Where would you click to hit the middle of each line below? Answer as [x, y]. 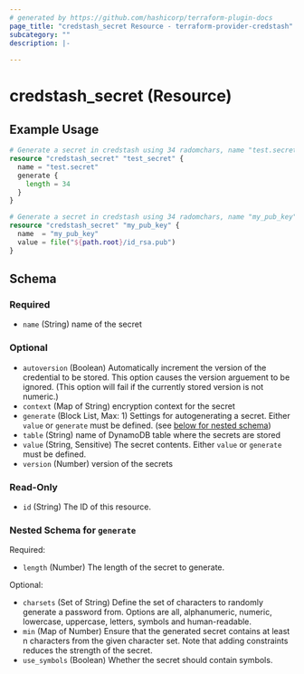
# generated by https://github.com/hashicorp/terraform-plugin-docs [141, 18]
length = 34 [48, 184]
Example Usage [54, 129]
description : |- [40, 43]
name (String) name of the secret [82, 324]
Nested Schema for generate [73, 530]
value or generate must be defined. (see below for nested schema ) [147, 425]
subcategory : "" [40, 34]
